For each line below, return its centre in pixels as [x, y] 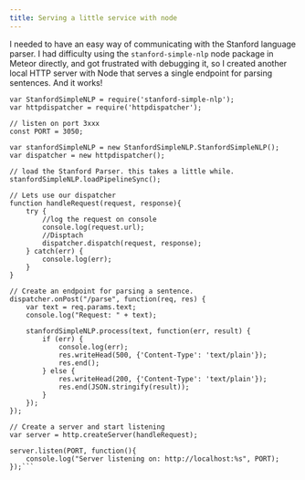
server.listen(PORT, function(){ [73, 451]
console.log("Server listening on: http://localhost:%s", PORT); [153, 459]
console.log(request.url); [94, 227]
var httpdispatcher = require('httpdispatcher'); [106, 107]
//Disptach [63, 235]
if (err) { [63, 339]
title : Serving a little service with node [94, 18]
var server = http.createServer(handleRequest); [104, 434]
